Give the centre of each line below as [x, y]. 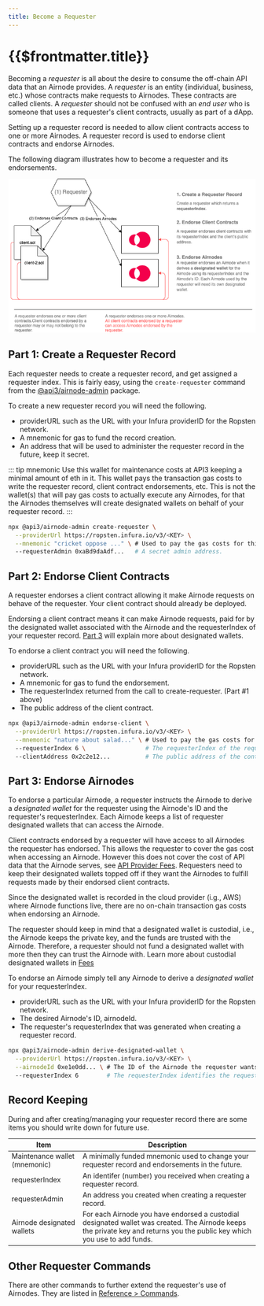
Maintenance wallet [43, 1156]
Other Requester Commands [80, 1266]
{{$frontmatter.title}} [79, 56]
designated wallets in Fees [51, 963]
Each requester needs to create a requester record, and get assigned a [123, 373]
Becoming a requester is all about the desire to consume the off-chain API [128, 78]
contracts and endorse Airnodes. [62, 144]
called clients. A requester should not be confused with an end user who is [129, 103]
